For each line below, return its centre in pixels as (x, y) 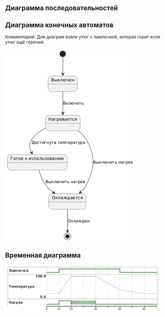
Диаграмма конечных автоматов (59, 25)
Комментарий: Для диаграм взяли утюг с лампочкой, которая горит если (83, 37)
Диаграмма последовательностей (62, 8)
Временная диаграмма (43, 255)
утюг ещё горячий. (25, 42)
